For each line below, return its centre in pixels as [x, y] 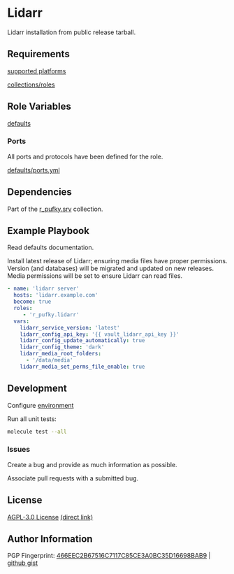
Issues [19, 450]
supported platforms [37, 71]
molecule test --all [37, 432]
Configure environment [41, 405]
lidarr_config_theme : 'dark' [62, 347]
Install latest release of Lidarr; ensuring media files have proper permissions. [117, 261]
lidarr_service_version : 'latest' [70, 328]
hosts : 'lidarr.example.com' [56, 295]
